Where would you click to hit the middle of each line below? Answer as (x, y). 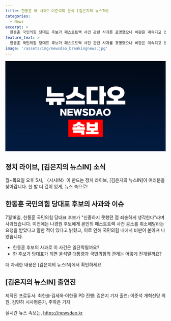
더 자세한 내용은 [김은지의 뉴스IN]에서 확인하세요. (54, 264)
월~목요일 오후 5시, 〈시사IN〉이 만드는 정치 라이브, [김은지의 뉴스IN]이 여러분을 (85, 180)
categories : (18, 16)
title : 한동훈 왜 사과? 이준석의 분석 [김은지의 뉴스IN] (57, 11)
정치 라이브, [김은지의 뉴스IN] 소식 (55, 167)
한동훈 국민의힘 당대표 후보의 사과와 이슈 (65, 204)
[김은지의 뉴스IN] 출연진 (41, 282)
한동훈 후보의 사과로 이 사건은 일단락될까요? (56, 247)
